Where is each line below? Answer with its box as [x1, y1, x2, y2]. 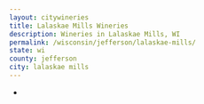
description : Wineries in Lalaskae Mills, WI [9, 29, 180, 38]
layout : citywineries [9, 12, 90, 22]
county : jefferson [9, 54, 77, 63]
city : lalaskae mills [9, 63, 90, 72]
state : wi [9, 46, 46, 55]
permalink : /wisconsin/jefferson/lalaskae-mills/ [9, 37, 197, 47]
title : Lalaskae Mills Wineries [9, 21, 129, 30]
